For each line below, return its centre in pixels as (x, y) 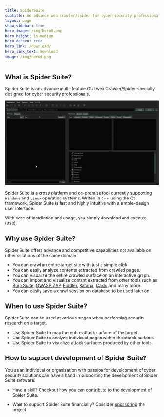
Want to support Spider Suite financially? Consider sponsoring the (79, 404)
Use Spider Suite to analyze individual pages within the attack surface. (83, 338)
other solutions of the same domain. (41, 256)
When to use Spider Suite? (46, 306)
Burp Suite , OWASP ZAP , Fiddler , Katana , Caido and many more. (77, 286)
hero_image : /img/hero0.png (34, 31)
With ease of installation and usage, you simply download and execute (76, 218)
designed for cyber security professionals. (48, 94)
